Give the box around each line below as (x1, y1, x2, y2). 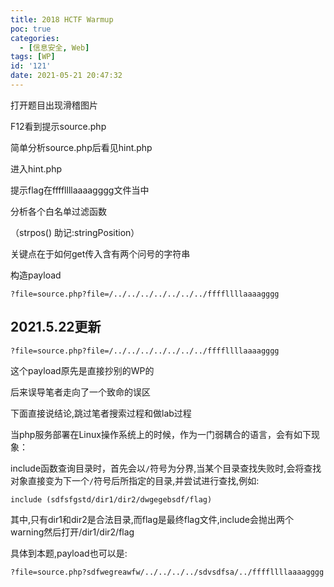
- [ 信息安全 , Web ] (19, 42, 90, 53)
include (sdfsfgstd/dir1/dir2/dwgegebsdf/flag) (10, 494, 213, 505)
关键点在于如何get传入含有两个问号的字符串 (10, 247, 191, 260)
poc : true (10, 24, 52, 34)
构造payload (10, 269, 62, 281)
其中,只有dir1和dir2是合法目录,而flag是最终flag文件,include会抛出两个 (10, 513, 294, 525)
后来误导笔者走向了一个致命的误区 (10, 386, 151, 398)
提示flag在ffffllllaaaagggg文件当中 (10, 184, 150, 196)
